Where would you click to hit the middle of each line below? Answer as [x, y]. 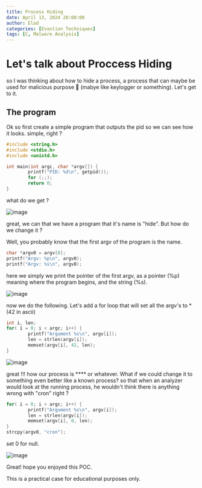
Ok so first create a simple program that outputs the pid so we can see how [100, 127]
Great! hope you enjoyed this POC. [49, 467]
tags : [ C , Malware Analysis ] [43, 34]
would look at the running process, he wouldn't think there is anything [93, 387]
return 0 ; [40, 183]
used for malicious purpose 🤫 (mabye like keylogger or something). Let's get [101, 87]
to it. [12, 93]
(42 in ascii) [21, 311]
